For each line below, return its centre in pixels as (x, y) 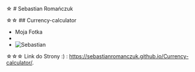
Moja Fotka (29, 32)
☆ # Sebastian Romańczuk (40, 9)
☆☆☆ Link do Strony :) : (37, 56)
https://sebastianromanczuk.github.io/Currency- (129, 56)
